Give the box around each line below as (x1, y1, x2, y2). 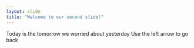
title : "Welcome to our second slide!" (6, 14, 104, 20)
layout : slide (6, 8, 41, 15)
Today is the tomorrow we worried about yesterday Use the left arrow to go (6, 30, 189, 37)
